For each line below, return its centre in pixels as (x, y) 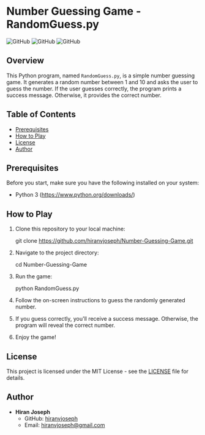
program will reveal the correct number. (65, 325)
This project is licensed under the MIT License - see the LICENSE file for (97, 371)
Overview (25, 61)
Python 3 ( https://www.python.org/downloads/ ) (75, 195)
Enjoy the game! (35, 337)
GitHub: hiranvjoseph (51, 418)
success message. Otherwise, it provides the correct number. (84, 95)
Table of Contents (41, 115)
